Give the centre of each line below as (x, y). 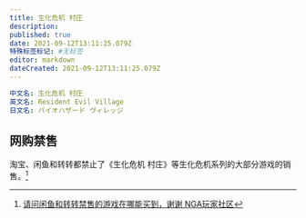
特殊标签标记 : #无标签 (46, 52)
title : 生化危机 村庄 (46, 18)
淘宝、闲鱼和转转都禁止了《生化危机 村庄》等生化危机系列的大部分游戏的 (146, 164)
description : (34, 26)
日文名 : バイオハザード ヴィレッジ (66, 110)
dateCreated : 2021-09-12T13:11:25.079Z (85, 69)
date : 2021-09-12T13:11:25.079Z (71, 43)
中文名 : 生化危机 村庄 (46, 93)
